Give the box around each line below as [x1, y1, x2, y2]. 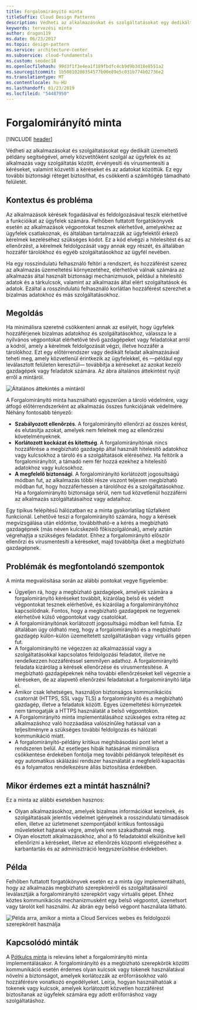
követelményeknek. [14, 433, 62, 440]
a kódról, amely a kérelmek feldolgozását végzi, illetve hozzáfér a [6, 343, 164, 350]
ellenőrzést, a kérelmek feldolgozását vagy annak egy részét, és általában [6, 242, 185, 249]
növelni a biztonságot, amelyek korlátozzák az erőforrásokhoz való [6, 972, 168, 979]
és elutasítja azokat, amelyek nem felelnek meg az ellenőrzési [14, 427, 164, 434]
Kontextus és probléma [6, 195, 93, 205]
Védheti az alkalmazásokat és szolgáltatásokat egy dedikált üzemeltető [6, 147, 178, 154]
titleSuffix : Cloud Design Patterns [6, 14, 96, 20]
